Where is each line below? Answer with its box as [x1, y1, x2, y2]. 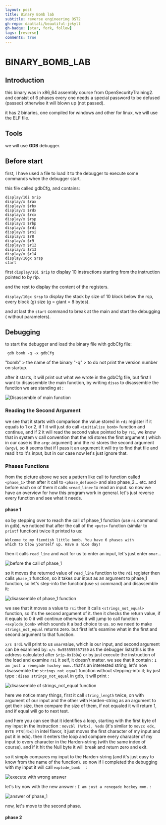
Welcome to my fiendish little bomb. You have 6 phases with [5, 538, 134, 543]
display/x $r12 [5, 242, 37, 248]
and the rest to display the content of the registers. [5, 284, 109, 290]
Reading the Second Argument [5, 407, 81, 414]
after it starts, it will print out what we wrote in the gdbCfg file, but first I [5, 374, 151, 381]
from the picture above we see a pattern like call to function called [5, 474, 140, 480]
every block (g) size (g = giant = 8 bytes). [5, 299, 90, 305]
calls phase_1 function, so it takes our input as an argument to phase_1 [5, 575, 148, 581]
